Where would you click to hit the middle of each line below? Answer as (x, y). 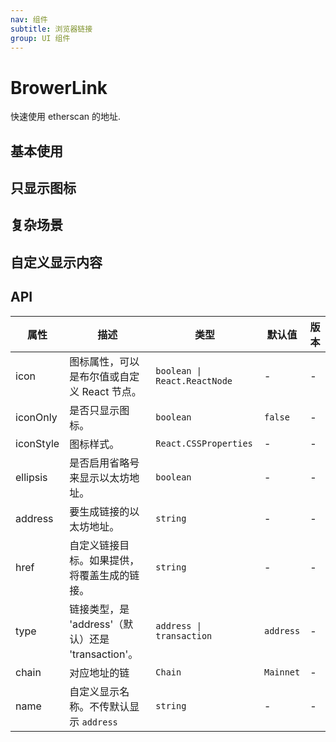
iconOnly (36, 417)
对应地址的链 (99, 673)
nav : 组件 (29, 19)
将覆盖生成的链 (104, 575)
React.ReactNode (194, 380)
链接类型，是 (99, 609)
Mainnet (282, 672)
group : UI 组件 (40, 38)
